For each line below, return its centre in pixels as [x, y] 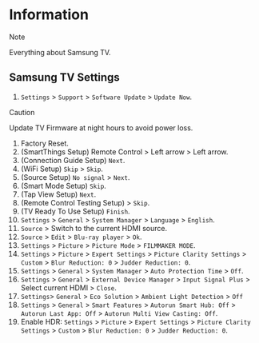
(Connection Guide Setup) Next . [73, 160]
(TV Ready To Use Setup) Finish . [75, 211]
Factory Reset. [44, 143]
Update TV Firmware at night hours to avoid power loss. [101, 128]
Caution [22, 112]
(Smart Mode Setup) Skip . [63, 185]
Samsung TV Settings [65, 78]
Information [49, 15]
